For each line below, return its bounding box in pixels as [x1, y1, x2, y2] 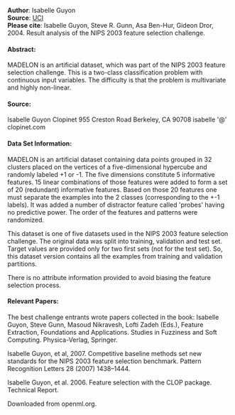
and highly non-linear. [7, 83, 72, 92]
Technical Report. [7, 385, 59, 394]
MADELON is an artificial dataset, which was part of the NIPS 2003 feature [7, 60, 226, 70]
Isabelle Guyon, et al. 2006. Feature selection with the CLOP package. [7, 378, 212, 387]
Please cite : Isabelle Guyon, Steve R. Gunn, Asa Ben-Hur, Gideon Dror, [7, 21, 214, 29]
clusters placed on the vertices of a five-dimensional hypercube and [7, 163, 207, 171]
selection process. [7, 281, 62, 289]
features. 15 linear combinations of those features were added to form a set [7, 178, 228, 186]
